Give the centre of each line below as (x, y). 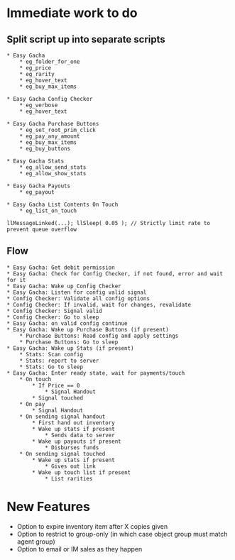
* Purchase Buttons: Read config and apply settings (99, 336)
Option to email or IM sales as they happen (80, 549)
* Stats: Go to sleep (51, 367)
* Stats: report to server (59, 361)
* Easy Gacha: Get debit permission (61, 268)
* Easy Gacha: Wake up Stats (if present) (70, 348)
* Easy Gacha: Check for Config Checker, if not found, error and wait (115, 274)
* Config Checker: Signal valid (54, 311)
